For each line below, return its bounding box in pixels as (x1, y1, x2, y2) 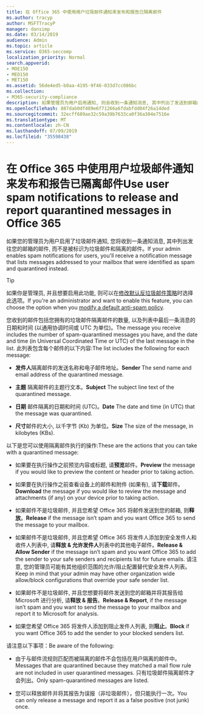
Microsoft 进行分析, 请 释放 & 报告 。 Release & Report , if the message (15, 596, 187, 604)
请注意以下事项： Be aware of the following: (6, 642, 114, 649)
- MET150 (6, 77, 29, 83)
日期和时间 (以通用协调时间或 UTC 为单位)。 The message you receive (6, 324, 181, 331)
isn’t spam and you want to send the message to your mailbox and (15, 603, 181, 611)
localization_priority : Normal (6, 54, 86, 60)
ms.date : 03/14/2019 (6, 32, 59, 38)
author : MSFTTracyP (6, 20, 56, 26)
